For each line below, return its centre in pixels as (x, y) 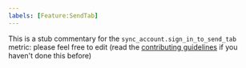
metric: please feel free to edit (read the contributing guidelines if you (123, 47)
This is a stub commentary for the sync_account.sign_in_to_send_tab (122, 38)
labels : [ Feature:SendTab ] (53, 16)
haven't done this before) (50, 55)
